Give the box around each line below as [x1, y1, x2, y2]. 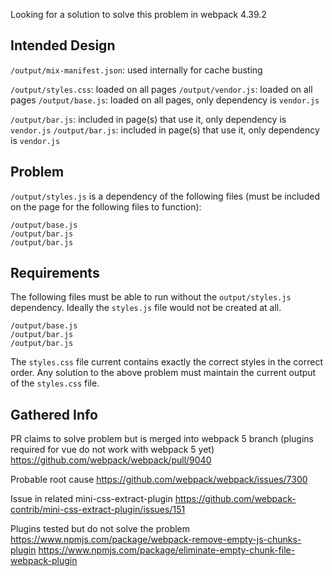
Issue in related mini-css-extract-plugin [10, 493, 173, 505]
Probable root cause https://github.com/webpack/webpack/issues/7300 [10, 474, 308, 486]
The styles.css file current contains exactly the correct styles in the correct [10, 356, 323, 368]
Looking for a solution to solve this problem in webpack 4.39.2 [10, 9, 267, 20]
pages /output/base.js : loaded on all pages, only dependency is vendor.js [10, 94, 320, 106]
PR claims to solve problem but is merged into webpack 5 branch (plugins [10, 433, 314, 445]
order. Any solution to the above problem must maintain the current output [10, 367, 317, 379]
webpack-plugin [10, 555, 78, 567]
